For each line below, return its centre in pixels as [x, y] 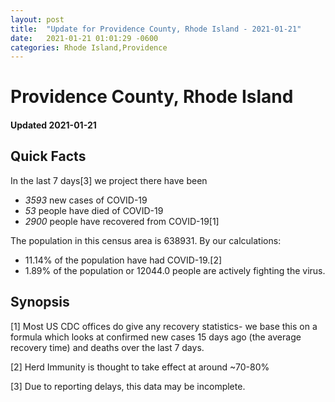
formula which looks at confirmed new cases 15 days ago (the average [156, 337]
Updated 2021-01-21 [53, 125]
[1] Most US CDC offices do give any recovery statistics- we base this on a [164, 326]
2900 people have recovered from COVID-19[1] [122, 221]
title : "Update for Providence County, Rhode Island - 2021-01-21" [156, 29]
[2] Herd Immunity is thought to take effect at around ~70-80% [140, 367]
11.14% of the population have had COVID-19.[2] [123, 260]
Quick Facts [48, 156]
